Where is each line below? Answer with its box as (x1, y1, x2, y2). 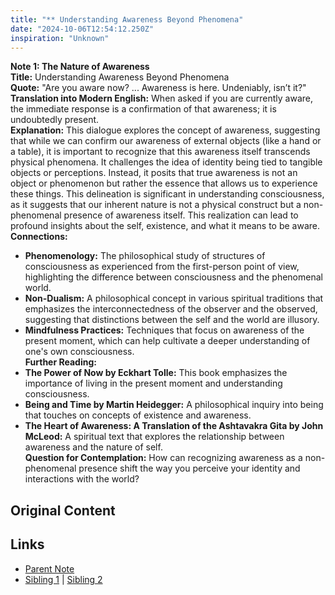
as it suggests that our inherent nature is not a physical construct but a (10, 199, 302, 211)
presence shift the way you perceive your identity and (78, 462, 301, 475)
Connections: (10, 231, 68, 243)
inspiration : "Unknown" (10, 33, 110, 43)
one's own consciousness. (24, 346, 135, 358)
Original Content (10, 502, 116, 519)
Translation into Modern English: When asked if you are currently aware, (10, 92, 314, 105)
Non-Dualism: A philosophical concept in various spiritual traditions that (24, 292, 324, 305)
